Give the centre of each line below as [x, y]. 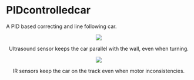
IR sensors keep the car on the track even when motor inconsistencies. [99, 71]
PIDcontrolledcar [48, 10]
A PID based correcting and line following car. [61, 26]
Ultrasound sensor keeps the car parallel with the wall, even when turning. [99, 48]
